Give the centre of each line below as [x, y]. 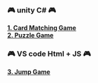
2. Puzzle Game [30, 36]
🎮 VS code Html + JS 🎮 [49, 54]
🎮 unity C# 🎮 [32, 10]
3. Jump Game [29, 72]
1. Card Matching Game [42, 28]
